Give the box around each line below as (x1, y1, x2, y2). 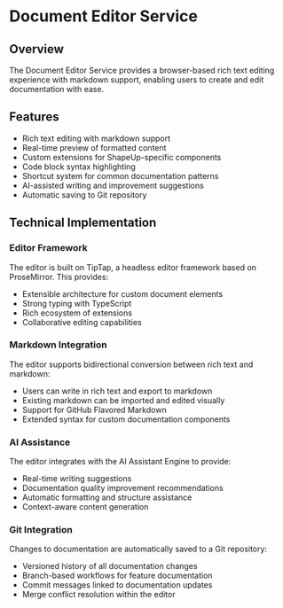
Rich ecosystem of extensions (21, 308, 133, 318)
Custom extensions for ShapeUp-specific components (21, 152, 222, 162)
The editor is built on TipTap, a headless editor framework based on (9, 261, 257, 272)
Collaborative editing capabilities (21, 316, 142, 327)
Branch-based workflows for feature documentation (21, 570, 213, 581)
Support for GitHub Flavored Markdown (21, 404, 167, 415)
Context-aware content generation (21, 502, 149, 512)
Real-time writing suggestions (21, 473, 132, 484)
